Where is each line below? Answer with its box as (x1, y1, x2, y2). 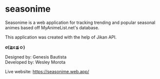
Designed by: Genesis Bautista (5, 54, 67, 59)
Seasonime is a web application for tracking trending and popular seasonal (5, 20, 156, 25)
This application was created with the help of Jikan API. (5, 34, 117, 40)
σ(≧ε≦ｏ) (5, 44, 25, 50)
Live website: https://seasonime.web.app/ (5, 68, 89, 74)
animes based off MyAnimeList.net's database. (5, 24, 100, 30)
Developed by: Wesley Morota (5, 59, 66, 65)
